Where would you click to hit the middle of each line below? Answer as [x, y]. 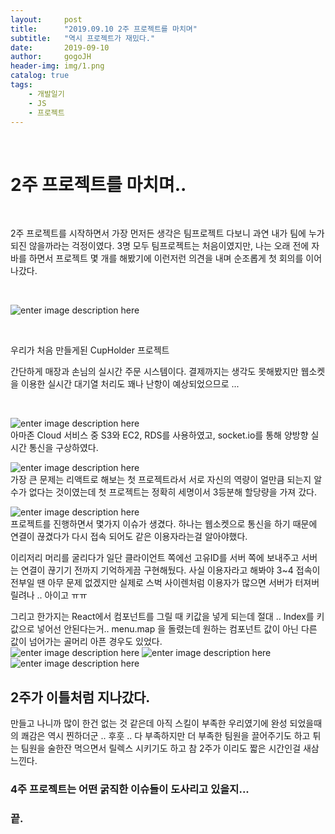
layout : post [46, 19]
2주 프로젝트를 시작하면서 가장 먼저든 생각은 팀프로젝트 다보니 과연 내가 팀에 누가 [167, 233]
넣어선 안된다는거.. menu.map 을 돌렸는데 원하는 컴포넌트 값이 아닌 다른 [177, 629]
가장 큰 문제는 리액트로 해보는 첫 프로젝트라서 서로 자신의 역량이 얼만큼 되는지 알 [166, 480]
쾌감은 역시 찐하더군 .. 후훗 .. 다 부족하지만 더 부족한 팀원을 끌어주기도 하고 [165, 736]
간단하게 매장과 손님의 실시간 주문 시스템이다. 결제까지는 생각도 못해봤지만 [154, 372]
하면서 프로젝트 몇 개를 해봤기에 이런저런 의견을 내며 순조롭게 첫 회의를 [166, 258]
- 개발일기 [46, 94]
